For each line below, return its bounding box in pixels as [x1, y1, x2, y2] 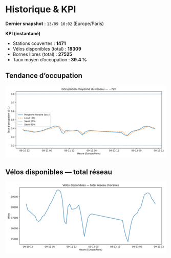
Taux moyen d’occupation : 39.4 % [12, 56, 87, 62]
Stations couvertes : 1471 [12, 40, 66, 46]
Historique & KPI [5, 4, 76, 15]
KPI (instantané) [5, 30, 41, 36]
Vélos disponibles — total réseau [5, 168, 113, 176]
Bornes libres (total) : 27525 [12, 51, 73, 57]
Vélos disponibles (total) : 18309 [12, 45, 82, 52]
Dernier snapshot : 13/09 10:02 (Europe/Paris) [5, 20, 104, 27]
